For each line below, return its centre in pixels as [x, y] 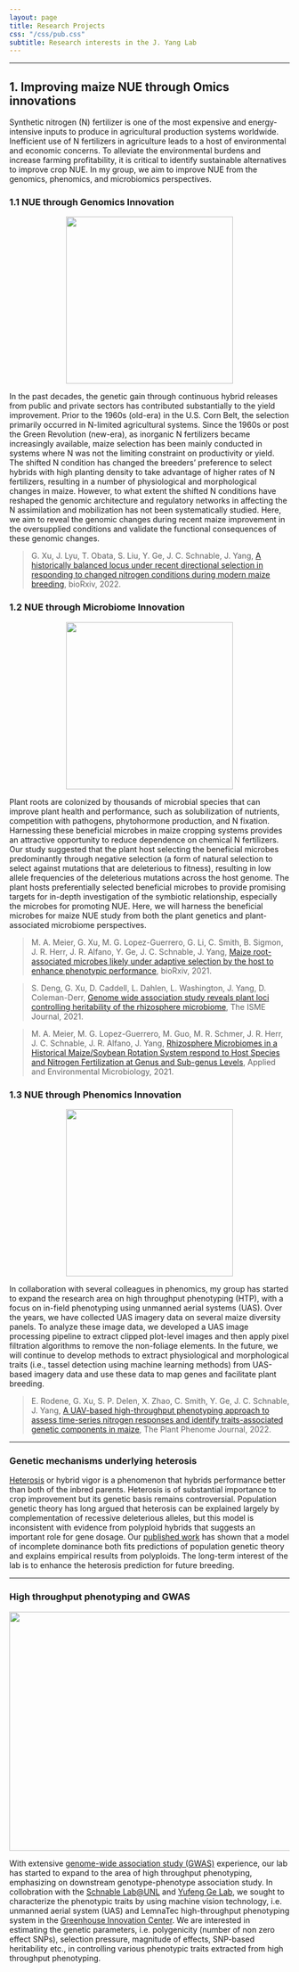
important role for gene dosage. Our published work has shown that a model [149, 1537]
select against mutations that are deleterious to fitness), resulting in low [140, 868]
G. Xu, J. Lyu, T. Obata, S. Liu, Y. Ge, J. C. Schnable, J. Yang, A [146, 556]
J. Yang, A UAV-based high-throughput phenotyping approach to [150, 1410]
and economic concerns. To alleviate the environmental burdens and [135, 151]
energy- [263, 122]
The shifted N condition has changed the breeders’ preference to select [141, 463]
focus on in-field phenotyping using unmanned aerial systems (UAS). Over [146, 1308]
